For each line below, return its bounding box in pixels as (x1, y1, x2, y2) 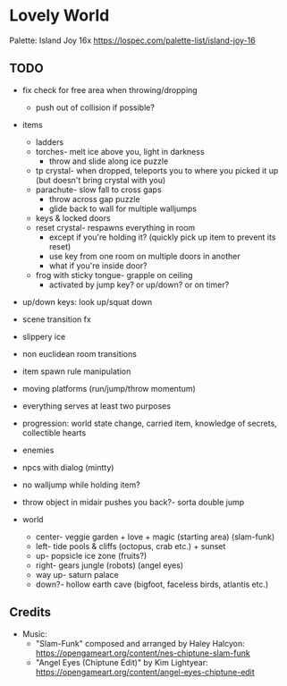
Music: (21, 628, 47, 639)
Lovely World (9, 5, 110, 26)
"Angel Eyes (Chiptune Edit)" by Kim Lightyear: (35, 656, 208, 667)
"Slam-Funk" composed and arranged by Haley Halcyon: (35, 638, 246, 648)
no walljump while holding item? (21, 479, 140, 490)
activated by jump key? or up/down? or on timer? (48, 279, 230, 290)
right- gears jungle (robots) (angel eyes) (35, 560, 184, 571)
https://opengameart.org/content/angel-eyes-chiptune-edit (35, 666, 255, 677)
